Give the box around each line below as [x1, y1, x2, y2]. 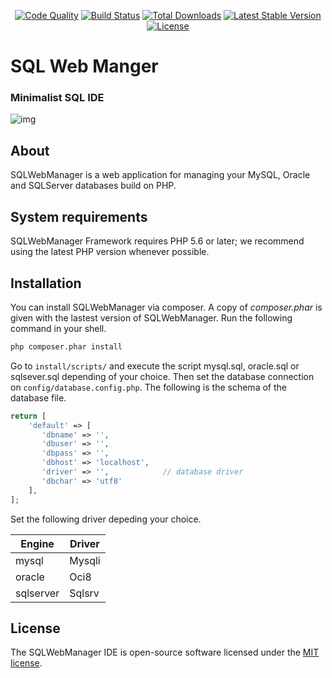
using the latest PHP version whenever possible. [10, 246, 210, 258]
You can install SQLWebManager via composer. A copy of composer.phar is [10, 301, 323, 313]
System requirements [10, 208, 148, 225]
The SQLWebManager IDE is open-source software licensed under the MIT [10, 646, 320, 659]
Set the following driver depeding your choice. [10, 513, 202, 525]
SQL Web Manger [10, 55, 159, 78]
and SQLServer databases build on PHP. [10, 180, 177, 192]
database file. [10, 391, 67, 404]
